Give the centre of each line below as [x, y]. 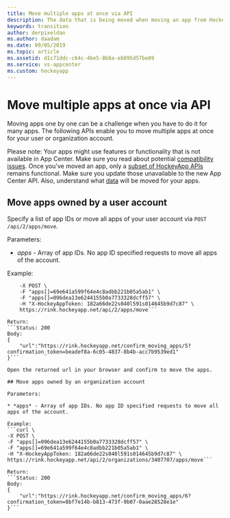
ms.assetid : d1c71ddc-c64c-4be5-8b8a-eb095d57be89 [81, 58]
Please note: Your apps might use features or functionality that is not [104, 152]
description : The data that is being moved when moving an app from [107, 20]
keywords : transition [38, 26]
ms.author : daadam [33, 39]
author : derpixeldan [37, 33]
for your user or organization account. [61, 139]
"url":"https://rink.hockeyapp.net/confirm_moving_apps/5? [105, 346]
